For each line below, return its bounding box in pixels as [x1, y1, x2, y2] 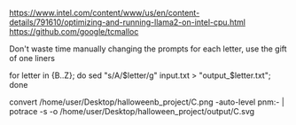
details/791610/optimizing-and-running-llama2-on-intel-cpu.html [9, 17, 246, 27]
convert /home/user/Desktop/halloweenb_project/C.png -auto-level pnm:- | [9, 97, 285, 107]
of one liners [9, 53, 56, 63]
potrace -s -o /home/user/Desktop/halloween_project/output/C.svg [9, 106, 255, 116]
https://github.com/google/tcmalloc [9, 27, 139, 36]
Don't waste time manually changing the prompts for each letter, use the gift [9, 43, 287, 54]
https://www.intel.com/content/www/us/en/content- [9, 8, 200, 18]
